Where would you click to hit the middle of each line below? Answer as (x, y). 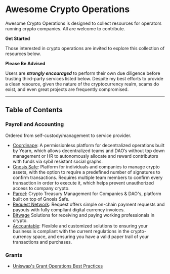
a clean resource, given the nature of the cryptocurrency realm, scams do (82, 84)
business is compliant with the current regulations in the (71, 231)
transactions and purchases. (42, 242)
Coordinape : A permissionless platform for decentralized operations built (89, 145)
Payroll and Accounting (35, 124)
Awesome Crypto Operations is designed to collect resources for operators (83, 23)
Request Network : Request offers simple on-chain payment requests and (89, 204)
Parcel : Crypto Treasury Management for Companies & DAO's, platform (87, 194)
